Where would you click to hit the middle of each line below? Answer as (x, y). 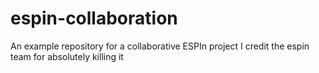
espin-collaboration (94, 18)
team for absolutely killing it (67, 56)
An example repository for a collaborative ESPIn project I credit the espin (160, 46)
